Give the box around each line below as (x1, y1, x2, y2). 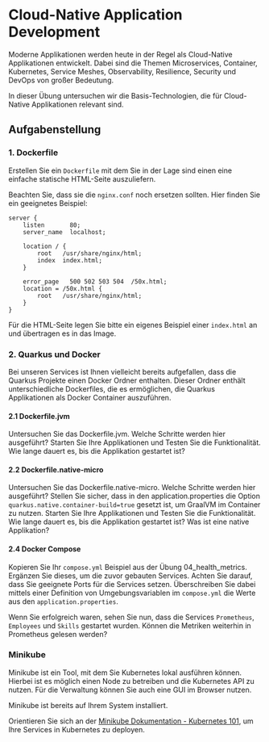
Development (8, 23, 101, 41)
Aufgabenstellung (8, 123, 101, 136)
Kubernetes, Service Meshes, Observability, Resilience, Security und (8, 66, 236, 76)
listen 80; (23, 220, 81, 229)
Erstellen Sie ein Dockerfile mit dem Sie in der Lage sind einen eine (8, 166, 232, 175)
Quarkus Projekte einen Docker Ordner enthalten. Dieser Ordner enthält (8, 375, 246, 385)
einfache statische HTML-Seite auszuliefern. (8, 174, 156, 183)
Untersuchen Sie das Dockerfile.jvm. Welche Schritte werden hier (8, 430, 226, 439)
